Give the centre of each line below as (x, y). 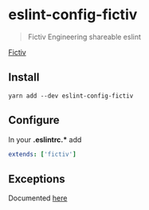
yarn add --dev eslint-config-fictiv (71, 96)
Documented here (38, 198)
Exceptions (37, 178)
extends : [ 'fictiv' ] (43, 154)
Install (24, 77)
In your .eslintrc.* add (45, 139)
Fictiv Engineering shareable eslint (84, 37)
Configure (34, 120)
